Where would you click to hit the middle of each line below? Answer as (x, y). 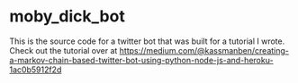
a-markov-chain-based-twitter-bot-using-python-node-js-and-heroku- (141, 60)
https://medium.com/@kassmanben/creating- (204, 50)
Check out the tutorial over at (63, 50)
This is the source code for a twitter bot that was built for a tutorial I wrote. (147, 41)
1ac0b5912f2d (36, 70)
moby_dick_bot (68, 17)
